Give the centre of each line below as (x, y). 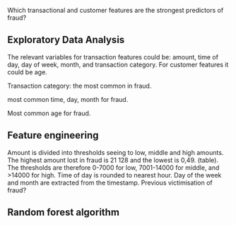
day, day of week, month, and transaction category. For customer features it (118, 64)
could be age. (27, 72)
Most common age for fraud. (49, 113)
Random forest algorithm (64, 213)
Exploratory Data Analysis (66, 40)
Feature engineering (53, 135)
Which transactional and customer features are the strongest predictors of (116, 10)
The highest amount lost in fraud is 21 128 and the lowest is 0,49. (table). (113, 160)
